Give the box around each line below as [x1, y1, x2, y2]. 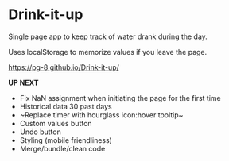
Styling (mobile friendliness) [19, 135, 113, 144]
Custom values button [19, 118, 93, 128]
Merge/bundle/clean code [19, 144, 106, 153]
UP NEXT [8, 78, 39, 87]
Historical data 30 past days [19, 102, 113, 111]
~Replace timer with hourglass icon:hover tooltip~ [19, 109, 184, 120]
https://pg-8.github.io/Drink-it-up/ [8, 62, 119, 72]
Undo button [19, 127, 61, 136]
